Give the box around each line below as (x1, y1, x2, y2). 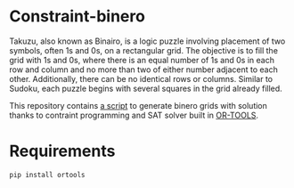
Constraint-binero (9, 6, 145, 27)
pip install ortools (9, 170, 86, 179)
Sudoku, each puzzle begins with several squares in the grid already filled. (9, 83, 282, 94)
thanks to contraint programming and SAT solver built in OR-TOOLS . (9, 110, 259, 120)
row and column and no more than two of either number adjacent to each (9, 64, 278, 75)
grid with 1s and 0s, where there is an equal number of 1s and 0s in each (9, 54, 274, 65)
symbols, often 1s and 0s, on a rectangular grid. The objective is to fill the (9, 45, 279, 55)
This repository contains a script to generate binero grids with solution (9, 100, 267, 110)
